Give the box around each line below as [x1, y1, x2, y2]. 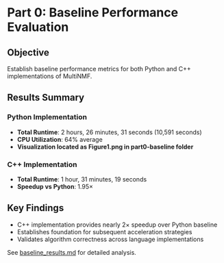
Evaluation [7, 19, 69, 35]
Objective [7, 47, 50, 58]
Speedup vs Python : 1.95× [16, 182, 94, 190]
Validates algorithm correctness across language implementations [16, 235, 204, 243]
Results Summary [7, 92, 85, 103]
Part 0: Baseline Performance [7, 5, 179, 21]
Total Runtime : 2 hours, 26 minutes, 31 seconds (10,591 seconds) [16, 128, 202, 136]
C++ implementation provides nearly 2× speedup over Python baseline [16, 221, 218, 229]
